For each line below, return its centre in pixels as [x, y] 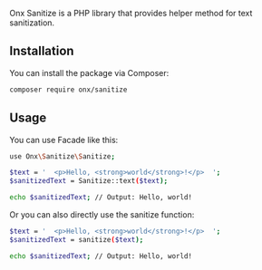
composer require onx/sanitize [68, 90]
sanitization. [32, 23]
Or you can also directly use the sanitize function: [102, 215]
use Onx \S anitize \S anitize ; [63, 156]
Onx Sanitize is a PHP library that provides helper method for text [131, 13]
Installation [42, 51]
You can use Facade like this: [64, 140]
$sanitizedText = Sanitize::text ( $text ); [89, 181]
